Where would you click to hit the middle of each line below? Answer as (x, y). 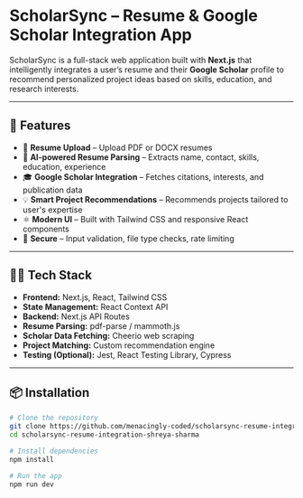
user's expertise (52, 210)
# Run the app (36, 475)
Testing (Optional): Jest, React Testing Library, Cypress (127, 354)
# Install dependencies (54, 451)
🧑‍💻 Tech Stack (51, 275)
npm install (32, 459)
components (46, 229)
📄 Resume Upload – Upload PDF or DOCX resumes (117, 147)
